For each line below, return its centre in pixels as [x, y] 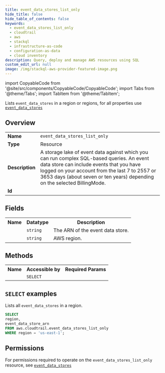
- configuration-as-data [35, 51]
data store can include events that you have [90, 164]
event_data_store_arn [27, 324]
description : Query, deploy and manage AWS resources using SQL [72, 60]
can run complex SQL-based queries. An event [95, 158]
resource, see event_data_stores [38, 365]
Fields [15, 208]
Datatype [38, 222]
